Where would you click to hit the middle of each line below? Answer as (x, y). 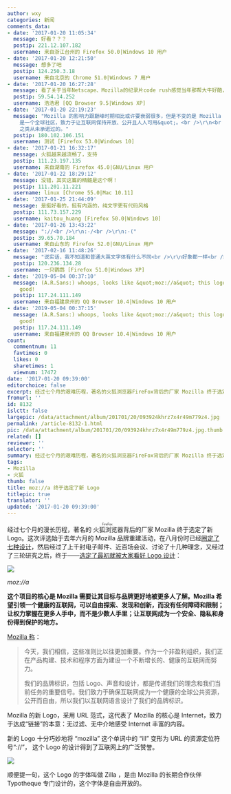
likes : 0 (26, 360)
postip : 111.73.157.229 (47, 212)
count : (16, 340)
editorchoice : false (37, 385)
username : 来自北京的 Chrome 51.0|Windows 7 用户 (82, 78)
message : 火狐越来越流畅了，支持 (55, 155)
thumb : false (26, 481)
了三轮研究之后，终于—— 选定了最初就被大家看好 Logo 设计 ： (95, 555)
